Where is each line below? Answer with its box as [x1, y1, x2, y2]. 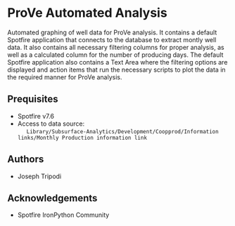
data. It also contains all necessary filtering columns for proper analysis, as [7, 43, 224, 51]
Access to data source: [17, 119, 85, 128]
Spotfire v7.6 [17, 112, 55, 120]
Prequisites [7, 93, 58, 105]
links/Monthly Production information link [17, 134, 148, 141]
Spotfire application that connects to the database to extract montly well [7, 35, 217, 44]
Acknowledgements [7, 192, 98, 204]
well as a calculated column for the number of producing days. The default [7, 51, 224, 59]
